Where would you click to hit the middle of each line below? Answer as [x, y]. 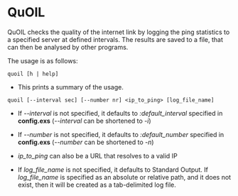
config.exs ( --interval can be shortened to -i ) [84, 121]
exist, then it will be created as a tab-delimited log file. [97, 185]
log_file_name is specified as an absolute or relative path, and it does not [124, 177]
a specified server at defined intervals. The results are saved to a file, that [115, 39]
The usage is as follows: [43, 60]
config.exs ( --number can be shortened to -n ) [86, 142]
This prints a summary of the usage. [71, 87]
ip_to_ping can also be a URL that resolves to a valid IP [97, 156]
